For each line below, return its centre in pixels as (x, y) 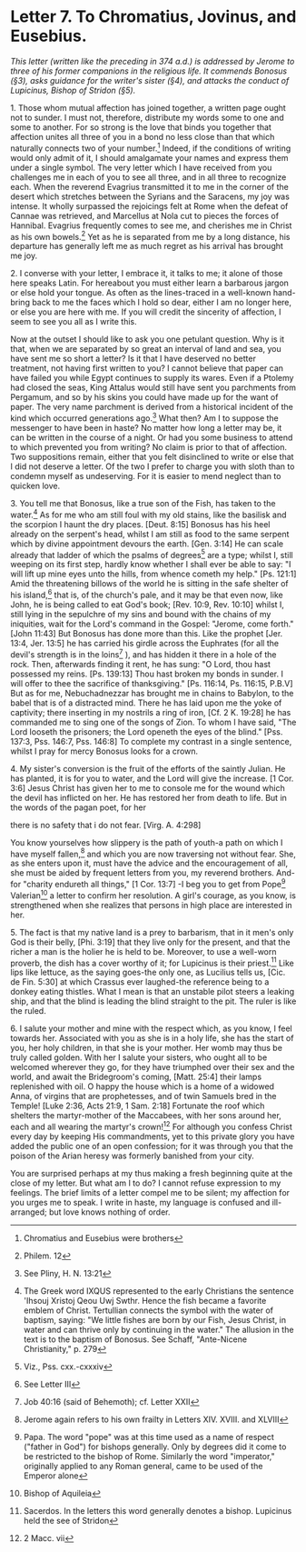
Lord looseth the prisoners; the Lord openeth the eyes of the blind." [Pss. (147, 731)
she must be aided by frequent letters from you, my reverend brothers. (143, 873)
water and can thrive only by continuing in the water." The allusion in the (158, 1329)
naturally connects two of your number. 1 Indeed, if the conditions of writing (151, 147)
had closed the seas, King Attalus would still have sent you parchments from (153, 387)
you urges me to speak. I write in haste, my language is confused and (140, 1202)
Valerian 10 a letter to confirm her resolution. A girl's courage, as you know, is (153, 895)
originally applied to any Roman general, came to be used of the (143, 1466)
